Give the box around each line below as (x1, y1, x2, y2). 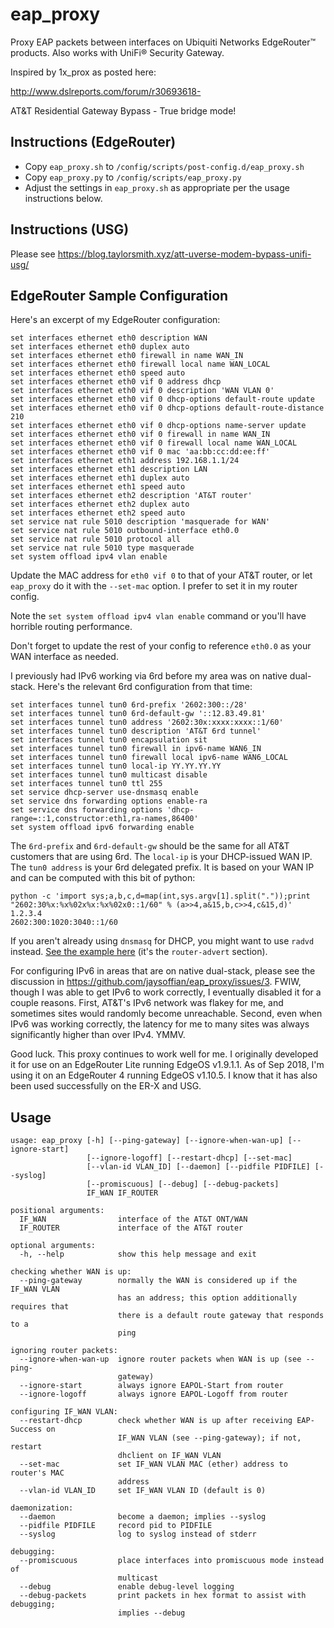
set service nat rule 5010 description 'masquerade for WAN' (10, 517, 271, 527)
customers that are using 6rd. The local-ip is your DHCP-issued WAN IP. (10, 851, 313, 863)
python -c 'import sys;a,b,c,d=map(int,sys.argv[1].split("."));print (10, 891, 311, 902)
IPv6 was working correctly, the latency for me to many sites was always (10, 1018, 310, 1030)
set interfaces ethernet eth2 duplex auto (10, 499, 190, 510)
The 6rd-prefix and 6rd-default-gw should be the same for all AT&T (10, 840, 290, 852)
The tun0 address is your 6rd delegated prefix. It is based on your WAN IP (10, 861, 315, 873)
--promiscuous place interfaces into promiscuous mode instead (19, 1556, 325, 1566)
